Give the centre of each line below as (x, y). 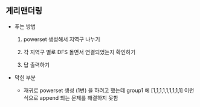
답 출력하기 (36, 64)
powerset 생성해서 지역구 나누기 (62, 39)
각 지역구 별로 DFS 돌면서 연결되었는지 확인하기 (79, 52)
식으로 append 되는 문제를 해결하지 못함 (71, 97)
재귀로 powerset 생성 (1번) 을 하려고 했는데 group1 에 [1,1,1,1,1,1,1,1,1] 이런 (109, 90)
